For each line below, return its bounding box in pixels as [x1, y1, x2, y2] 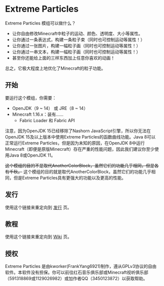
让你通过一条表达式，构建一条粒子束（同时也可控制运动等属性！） [12, 37, 145, 42]
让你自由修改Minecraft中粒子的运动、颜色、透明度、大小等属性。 [12, 30, 143, 36]
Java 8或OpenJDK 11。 [9, 152, 56, 158]
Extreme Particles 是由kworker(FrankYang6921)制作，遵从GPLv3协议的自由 [5, 264, 157, 269]
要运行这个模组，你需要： [5, 95, 57, 101]
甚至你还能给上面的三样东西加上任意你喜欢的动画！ [12, 55, 115, 61]
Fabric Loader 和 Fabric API [19, 117, 75, 123]
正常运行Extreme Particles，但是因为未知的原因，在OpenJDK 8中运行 [5, 140, 145, 146]
